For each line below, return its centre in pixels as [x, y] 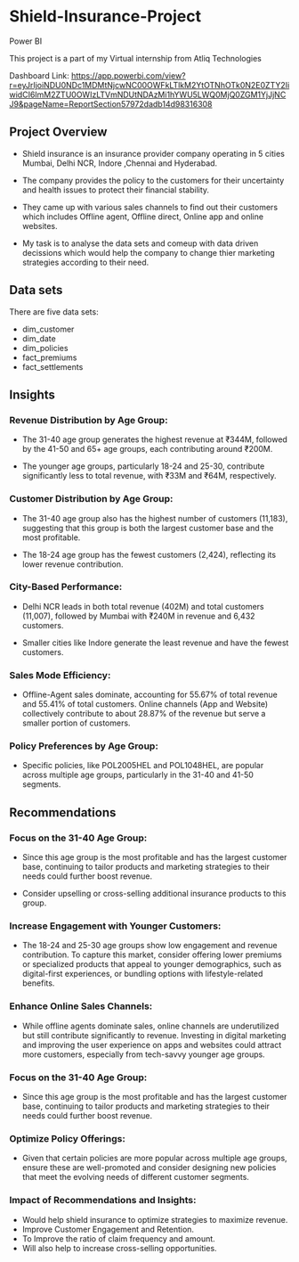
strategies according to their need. [85, 262]
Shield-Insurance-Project [105, 16]
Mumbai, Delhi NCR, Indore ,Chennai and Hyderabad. [120, 163]
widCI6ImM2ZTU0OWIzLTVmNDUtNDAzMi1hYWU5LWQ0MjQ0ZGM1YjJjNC [148, 94]
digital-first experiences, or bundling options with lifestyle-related [142, 974]
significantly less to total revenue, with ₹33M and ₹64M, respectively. [149, 476]
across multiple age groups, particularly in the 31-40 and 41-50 [137, 775]
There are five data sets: [54, 311]
